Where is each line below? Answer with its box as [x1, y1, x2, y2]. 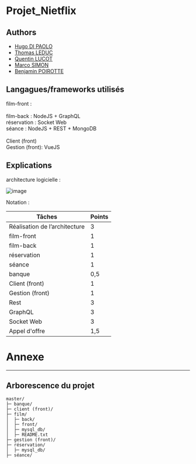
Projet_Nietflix [6, 4, 77, 18]
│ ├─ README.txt [6, 432, 48, 438]
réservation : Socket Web [6, 119, 67, 126]
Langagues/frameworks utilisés [6, 85, 124, 95]
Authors [6, 27, 37, 37]
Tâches [36, 212, 57, 220]
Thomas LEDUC [14, 49, 54, 56]
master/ [6, 396, 25, 402]
